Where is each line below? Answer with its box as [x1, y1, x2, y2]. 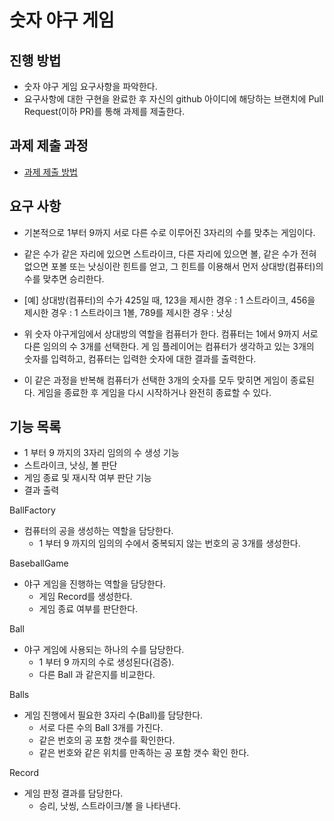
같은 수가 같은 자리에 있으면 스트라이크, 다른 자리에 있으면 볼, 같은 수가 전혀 [23, 247, 317, 260]
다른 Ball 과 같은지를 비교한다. [38, 669, 156, 681]
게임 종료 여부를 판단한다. [38, 603, 139, 615]
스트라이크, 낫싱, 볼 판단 [23, 459, 118, 471]
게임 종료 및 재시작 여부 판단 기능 [23, 472, 152, 484]
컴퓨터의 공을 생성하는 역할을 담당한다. [23, 525, 174, 537]
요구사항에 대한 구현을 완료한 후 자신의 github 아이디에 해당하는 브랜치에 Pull [23, 93, 324, 105]
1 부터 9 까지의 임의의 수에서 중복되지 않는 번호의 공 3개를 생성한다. [38, 537, 301, 550]
